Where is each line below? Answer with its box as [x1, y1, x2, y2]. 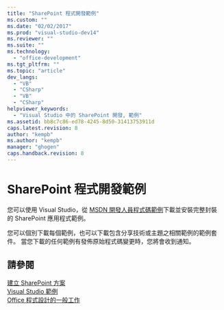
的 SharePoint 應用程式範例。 [7, 214, 90, 222]
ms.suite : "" [7, 42, 45, 49]
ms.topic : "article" [7, 67, 66, 74]
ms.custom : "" [7, 16, 48, 23]
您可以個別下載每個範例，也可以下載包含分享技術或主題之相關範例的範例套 [7, 229, 217, 237]
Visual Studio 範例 [7, 287, 58, 295]
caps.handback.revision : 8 [7, 150, 84, 157]
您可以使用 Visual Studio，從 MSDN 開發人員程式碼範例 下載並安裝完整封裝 [7, 205, 218, 214]
